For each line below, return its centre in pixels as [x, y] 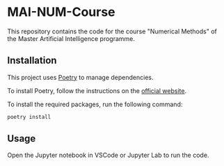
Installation [32, 61]
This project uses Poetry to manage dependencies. [81, 77]
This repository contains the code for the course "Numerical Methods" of [112, 31]
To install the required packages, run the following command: [95, 104]
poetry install [29, 117]
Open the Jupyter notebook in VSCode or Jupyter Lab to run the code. [108, 155]
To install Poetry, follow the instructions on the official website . [97, 90]
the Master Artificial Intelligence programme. [71, 38]
